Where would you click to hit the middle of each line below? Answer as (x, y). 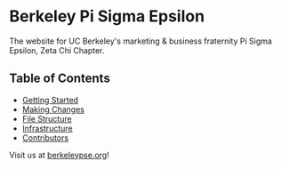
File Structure (47, 118)
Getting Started (50, 100)
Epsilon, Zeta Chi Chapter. (57, 50)
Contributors (45, 137)
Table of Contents (60, 79)
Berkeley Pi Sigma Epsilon (107, 16)
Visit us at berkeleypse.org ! (59, 155)
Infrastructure (47, 128)
